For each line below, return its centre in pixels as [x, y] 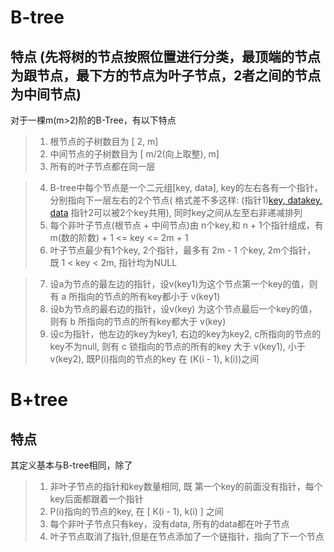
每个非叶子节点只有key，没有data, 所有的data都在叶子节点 [169, 524]
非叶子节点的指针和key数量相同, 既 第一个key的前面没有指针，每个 [186, 486]
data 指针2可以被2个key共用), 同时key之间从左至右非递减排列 [176, 212]
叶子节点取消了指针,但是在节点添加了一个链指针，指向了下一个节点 [187, 536]
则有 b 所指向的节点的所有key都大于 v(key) [138, 321]
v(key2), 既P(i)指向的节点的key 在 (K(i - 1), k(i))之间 [154, 359]
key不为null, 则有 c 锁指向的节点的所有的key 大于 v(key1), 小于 [177, 346]
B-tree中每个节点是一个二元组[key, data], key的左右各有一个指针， [186, 187]
